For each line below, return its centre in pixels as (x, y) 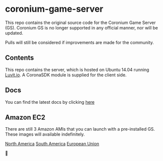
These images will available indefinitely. (45, 134)
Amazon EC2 (25, 117)
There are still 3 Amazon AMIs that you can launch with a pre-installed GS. (80, 129)
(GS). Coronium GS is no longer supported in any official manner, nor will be (81, 27)
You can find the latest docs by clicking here (50, 102)
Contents (20, 58)
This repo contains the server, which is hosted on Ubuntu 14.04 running (77, 69)
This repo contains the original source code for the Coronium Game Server (81, 23)
